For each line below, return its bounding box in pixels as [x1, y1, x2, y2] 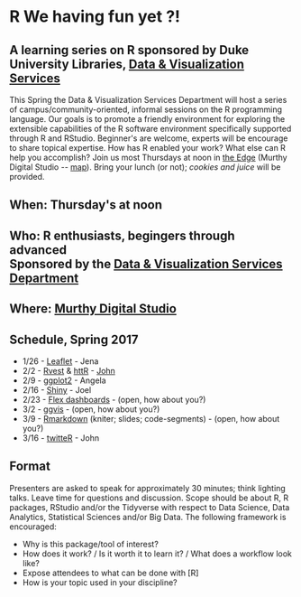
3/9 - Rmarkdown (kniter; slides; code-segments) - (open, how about [22, 413, 280, 424]
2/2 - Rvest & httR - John [22, 365, 115, 376]
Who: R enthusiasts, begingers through [9, 228, 236, 243]
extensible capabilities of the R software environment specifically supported [9, 124, 292, 134]
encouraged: [9, 521, 57, 532]
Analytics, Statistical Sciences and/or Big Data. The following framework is [9, 511, 287, 522]
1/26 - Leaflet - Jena [22, 355, 99, 367]
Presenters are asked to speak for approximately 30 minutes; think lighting [9, 482, 286, 493]
